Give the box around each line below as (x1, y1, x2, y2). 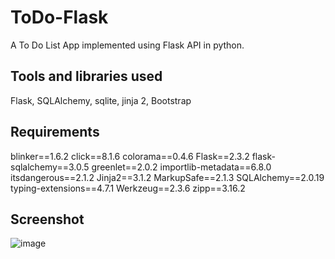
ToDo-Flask (10, 6, 109, 29)
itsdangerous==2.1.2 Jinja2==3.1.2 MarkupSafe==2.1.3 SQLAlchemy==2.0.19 (10, 171, 325, 183)
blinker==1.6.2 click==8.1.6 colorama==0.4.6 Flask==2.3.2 (10, 150, 250, 162)
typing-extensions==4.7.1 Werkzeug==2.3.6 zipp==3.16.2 (10, 182, 246, 194)
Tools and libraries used (10, 68, 163, 85)
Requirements (10, 124, 100, 141)
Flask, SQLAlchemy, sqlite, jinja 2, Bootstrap (10, 94, 192, 106)
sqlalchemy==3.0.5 (10, 161, 90, 173)
